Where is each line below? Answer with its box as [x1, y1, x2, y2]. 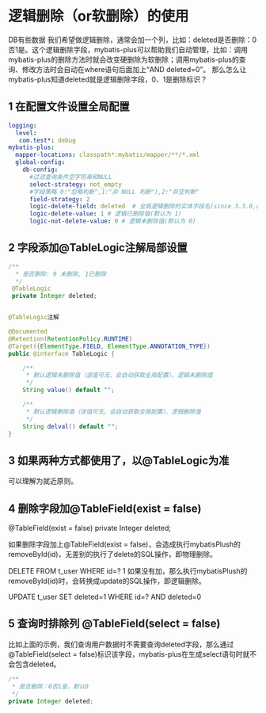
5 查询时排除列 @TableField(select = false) [8, 617, 221, 631]
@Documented [8, 328, 47, 336]
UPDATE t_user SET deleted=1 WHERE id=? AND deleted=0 [8, 592, 202, 602]
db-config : [22, 166, 59, 173]
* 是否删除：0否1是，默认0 [11, 682, 89, 690]
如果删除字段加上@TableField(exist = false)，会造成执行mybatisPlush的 [8, 540, 241, 549]
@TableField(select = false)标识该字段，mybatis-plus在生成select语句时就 [8, 649, 250, 658]
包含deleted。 [14, 659, 61, 669]
